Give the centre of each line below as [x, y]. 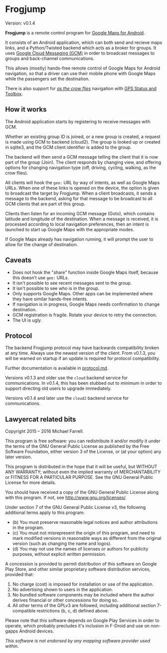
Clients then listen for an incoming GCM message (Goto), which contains [80, 213]
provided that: [19, 574]
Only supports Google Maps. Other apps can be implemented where [83, 293]
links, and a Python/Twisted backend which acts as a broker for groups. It [81, 48]
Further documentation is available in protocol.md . [57, 368]
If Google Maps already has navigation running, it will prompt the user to [79, 239]
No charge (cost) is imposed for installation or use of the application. [83, 584]
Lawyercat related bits [41, 419]
